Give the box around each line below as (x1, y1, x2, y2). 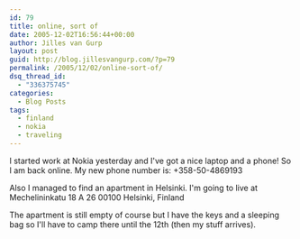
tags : (9, 106, 30, 115)
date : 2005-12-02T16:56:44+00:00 (9, 30, 135, 39)
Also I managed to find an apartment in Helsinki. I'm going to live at (9, 182, 259, 193)
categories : (9, 88, 54, 97)
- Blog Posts (17, 97, 67, 106)
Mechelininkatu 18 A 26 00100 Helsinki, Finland (9, 191, 185, 203)
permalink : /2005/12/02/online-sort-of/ (9, 64, 164, 73)
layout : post (9, 47, 59, 56)
